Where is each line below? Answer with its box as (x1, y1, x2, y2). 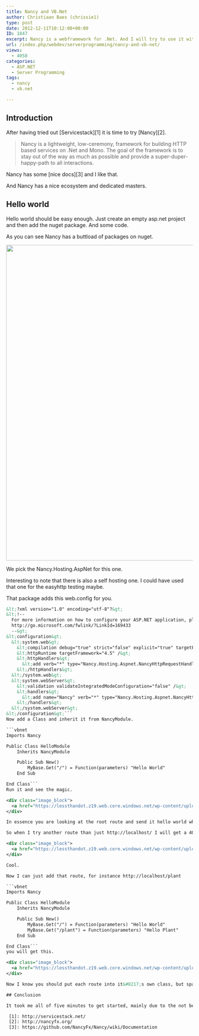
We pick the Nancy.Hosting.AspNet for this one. (6, 565, 123, 572)
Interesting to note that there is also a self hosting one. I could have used (6, 576, 184, 584)
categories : (6, 58, 36, 64)
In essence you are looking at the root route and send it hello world (6, 819, 187, 825)
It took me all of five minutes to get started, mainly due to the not (6, 1003, 187, 1009)
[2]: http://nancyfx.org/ (8, 1019, 73, 1025)
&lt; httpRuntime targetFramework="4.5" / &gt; (17, 650, 131, 656)
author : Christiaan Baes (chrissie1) (6, 14, 99, 20)
